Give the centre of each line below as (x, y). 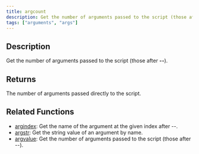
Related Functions (40, 112)
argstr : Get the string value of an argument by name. (79, 132)
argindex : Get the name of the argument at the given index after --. (96, 126)
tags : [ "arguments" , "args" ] (42, 22)
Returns (21, 79)
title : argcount (26, 12)
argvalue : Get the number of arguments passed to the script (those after (103, 139)
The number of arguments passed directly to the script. (74, 93)
